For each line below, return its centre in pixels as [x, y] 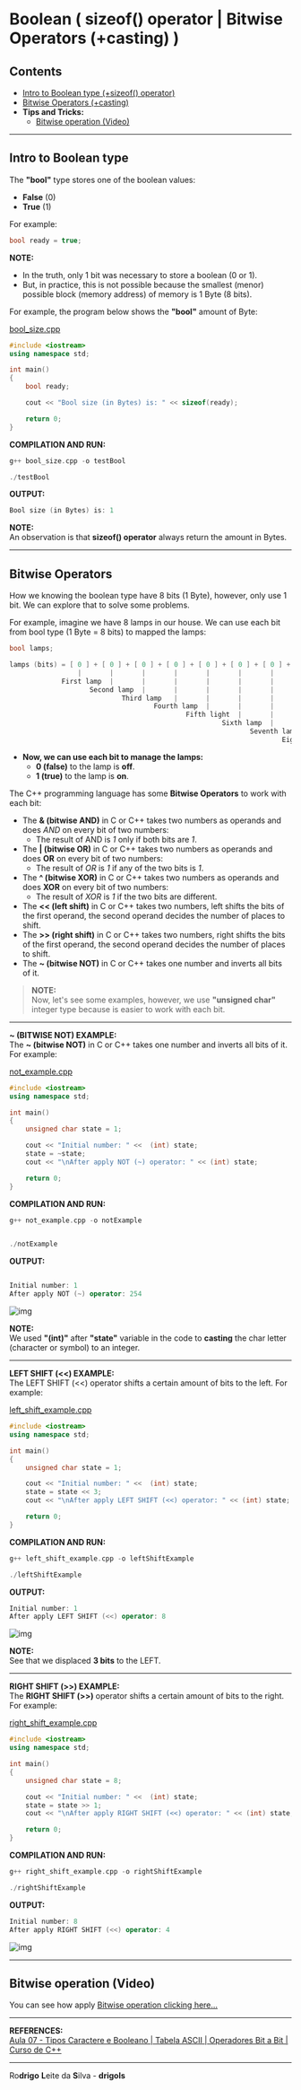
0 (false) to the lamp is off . [85, 766]
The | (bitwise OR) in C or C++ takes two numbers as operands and [147, 849]
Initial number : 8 [43, 1921]
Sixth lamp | [248, 723]
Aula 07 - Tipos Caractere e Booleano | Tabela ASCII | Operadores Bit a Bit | [149, 2041]
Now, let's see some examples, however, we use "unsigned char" [153, 1000]
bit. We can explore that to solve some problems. [99, 605]
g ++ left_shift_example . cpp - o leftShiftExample [102, 1558]
